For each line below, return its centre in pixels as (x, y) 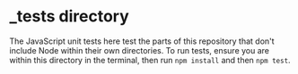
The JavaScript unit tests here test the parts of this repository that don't (142, 41)
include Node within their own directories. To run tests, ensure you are (140, 50)
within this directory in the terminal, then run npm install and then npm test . (150, 60)
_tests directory (69, 16)
